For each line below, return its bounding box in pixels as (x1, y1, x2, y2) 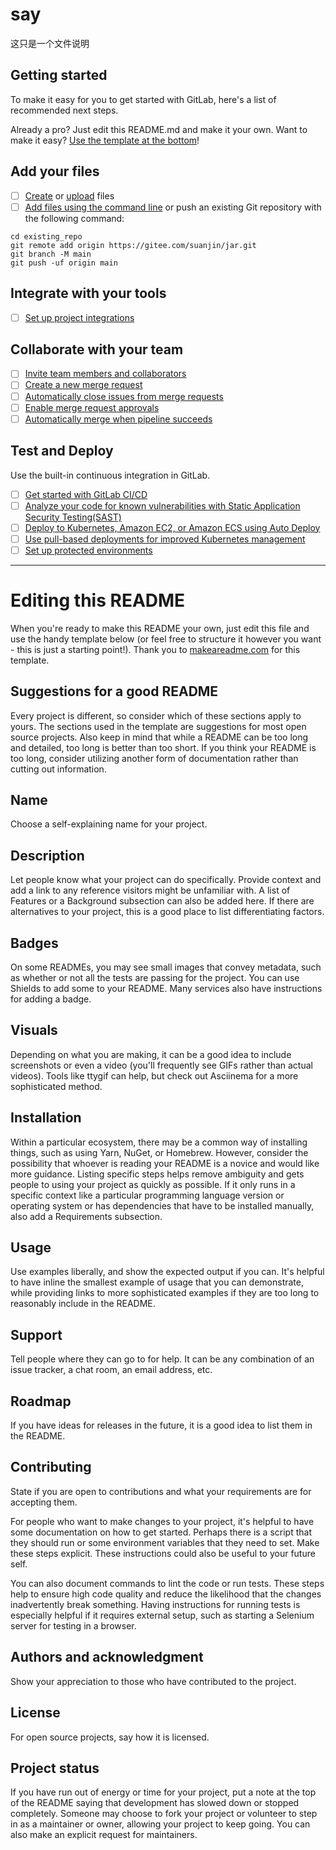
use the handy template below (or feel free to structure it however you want (10, 633, 322, 645)
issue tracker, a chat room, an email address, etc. (10, 1364, 213, 1376)
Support (10, 1326, 63, 1343)
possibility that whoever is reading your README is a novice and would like (10, 1157, 320, 1169)
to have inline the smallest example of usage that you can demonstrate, (10, 1276, 304, 1288)
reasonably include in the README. (10, 1298, 156, 1310)
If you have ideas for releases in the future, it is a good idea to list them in (10, 1419, 313, 1432)
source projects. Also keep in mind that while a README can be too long (10, 731, 309, 743)
